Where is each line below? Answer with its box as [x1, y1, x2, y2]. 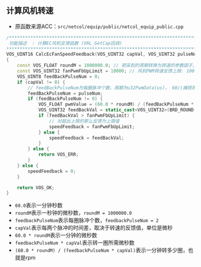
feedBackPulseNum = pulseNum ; [28, 90, 103, 96]
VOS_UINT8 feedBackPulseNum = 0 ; [17, 74, 100, 80]
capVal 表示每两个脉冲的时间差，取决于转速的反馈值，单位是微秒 [14, 224, 173, 232]
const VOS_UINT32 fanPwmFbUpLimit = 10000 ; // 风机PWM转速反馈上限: [17, 68, 184, 74]
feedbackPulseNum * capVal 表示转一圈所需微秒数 [14, 239, 135, 247]
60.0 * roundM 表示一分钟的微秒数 [14, 232, 98, 239]
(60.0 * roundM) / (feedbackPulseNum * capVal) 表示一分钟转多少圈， [14, 247, 188, 254]
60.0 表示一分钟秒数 [14, 202, 63, 209]
